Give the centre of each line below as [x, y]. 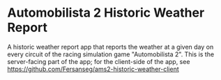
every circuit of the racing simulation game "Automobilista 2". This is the [111, 54]
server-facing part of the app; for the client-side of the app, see [99, 61]
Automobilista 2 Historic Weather [106, 13]
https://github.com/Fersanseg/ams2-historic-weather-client [93, 69]
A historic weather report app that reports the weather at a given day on [110, 47]
